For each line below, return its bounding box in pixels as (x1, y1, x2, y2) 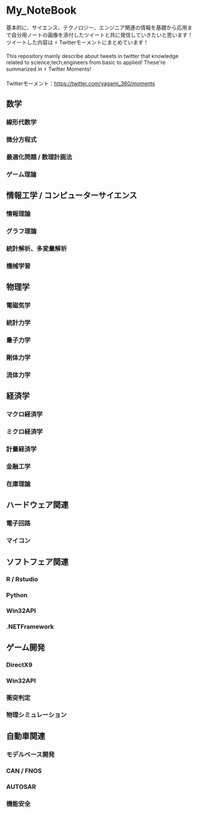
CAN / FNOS (6, 766, 42, 774)
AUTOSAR (6, 782, 37, 790)
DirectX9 (6, 661, 33, 669)
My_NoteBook (6, 4, 77, 17)
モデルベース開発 (6, 750, 55, 758)
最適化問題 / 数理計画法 (6, 153, 72, 161)
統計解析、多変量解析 (6, 244, 67, 253)
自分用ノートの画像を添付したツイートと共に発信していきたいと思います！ (11, 31, 193, 39)
